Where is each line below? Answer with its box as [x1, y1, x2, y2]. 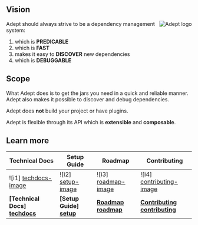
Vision [6, 5, 31, 15]
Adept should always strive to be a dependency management [6, 20, 155, 27]
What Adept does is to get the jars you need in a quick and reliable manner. [6, 90, 189, 97]
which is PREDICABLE [14, 38, 69, 45]
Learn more [6, 135, 49, 146]
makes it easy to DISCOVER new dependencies [14, 50, 130, 58]
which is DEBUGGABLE [14, 57, 72, 64]
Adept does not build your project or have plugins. [6, 107, 128, 114]
